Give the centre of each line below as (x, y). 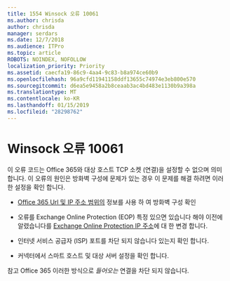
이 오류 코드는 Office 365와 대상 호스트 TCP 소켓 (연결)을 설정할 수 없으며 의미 (115, 169)
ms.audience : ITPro (36, 46)
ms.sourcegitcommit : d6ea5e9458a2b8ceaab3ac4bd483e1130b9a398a (102, 86)
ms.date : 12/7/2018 (36, 40)
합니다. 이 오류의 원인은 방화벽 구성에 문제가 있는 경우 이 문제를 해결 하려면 (109, 178)
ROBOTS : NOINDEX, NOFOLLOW (47, 60)
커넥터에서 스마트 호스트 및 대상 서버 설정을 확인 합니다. (93, 255)
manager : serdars (33, 33)
